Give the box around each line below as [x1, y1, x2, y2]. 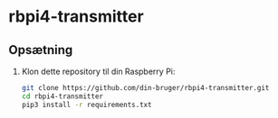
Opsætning [8, 42, 73, 58]
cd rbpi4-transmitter [21, 92, 103, 101]
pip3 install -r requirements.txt [21, 100, 152, 109]
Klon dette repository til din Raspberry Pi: [21, 66, 176, 77]
